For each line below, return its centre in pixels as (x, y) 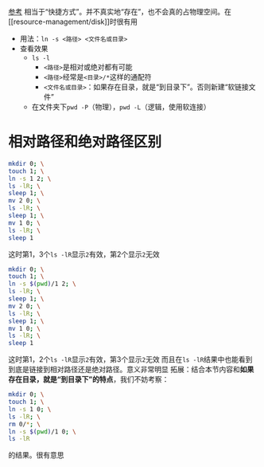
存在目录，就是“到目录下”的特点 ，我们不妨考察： (89, 379)
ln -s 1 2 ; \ (30, 179)
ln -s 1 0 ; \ (30, 409)
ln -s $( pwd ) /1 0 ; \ (43, 432)
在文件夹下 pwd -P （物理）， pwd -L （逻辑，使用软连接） (121, 107)
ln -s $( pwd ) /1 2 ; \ (43, 284)
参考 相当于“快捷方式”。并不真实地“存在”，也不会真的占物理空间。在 (120, 12)
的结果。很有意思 (36, 455)
